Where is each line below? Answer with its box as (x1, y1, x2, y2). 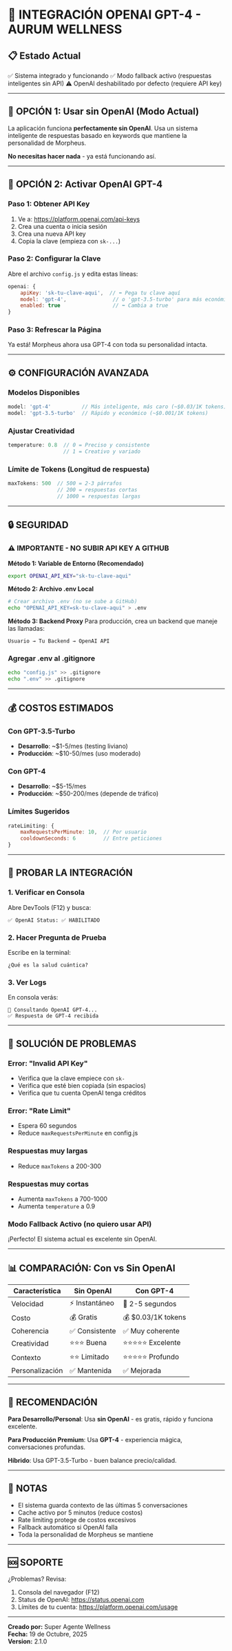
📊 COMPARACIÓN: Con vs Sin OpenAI (8, 1262, 176, 1274)
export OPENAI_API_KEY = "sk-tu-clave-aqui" (8, 572, 131, 579)
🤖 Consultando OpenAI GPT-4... (8, 1006, 98, 1013)
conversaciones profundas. (8, 1443, 85, 1451)
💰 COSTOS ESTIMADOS (8, 702, 114, 713)
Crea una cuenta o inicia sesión (17, 222, 107, 230)
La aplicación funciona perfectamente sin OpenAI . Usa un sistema (8, 124, 198, 132)
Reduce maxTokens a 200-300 (17, 1162, 102, 1170)
